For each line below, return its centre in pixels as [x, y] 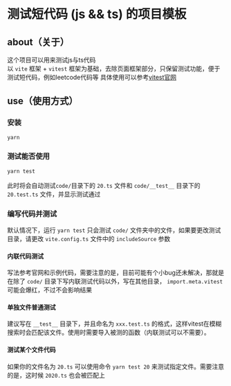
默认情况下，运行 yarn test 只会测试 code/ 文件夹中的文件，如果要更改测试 [114, 230]
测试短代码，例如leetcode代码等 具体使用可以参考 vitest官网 [92, 77]
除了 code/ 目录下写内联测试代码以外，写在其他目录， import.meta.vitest [118, 281]
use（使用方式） [43, 101]
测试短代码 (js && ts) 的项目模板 [97, 14]
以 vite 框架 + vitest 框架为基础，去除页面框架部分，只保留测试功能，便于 [114, 69]
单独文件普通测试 [31, 307]
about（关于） [38, 42]
